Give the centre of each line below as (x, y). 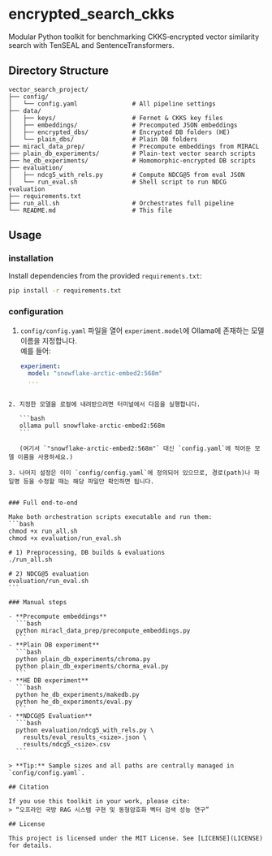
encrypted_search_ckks (91, 14)
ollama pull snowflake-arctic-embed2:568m (92, 426)
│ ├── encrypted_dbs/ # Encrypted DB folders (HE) (119, 132)
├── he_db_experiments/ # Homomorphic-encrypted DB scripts (132, 160)
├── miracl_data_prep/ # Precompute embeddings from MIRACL (134, 146)
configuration (36, 312)
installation (31, 258)
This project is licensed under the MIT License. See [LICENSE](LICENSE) (136, 839)
